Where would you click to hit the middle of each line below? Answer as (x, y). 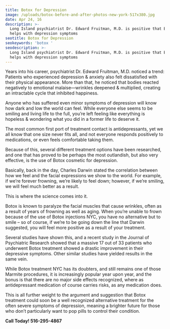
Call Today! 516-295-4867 (34, 321)
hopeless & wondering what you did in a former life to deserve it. (73, 119)
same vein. (17, 259)
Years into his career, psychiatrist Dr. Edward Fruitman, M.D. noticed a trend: (85, 72)
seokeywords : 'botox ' (29, 43)
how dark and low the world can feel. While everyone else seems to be (79, 108)
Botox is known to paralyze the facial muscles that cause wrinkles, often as (83, 206)
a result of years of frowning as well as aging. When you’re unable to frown (83, 212)
